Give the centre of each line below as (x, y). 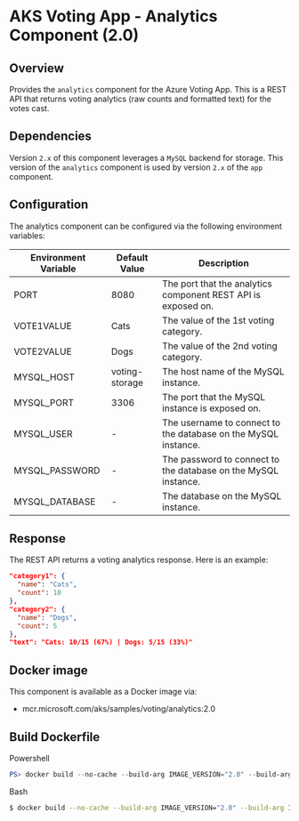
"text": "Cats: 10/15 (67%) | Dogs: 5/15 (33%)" (101, 642)
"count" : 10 (40, 593)
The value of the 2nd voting (219, 346)
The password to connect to (221, 459)
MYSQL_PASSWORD (57, 471)
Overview (37, 68)
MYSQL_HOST (44, 377)
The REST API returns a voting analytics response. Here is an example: (139, 560)
